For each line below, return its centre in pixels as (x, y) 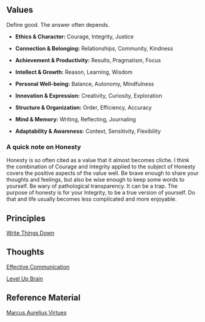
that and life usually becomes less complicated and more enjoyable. (92, 199)
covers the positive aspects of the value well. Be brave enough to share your (103, 173)
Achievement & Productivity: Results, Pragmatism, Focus (88, 60)
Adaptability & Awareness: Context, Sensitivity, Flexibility (88, 131)
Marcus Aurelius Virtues (37, 312)
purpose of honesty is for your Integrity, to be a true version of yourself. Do (101, 193)
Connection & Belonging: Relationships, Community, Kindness (94, 48)
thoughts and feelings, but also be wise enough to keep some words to (95, 180)
